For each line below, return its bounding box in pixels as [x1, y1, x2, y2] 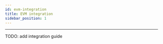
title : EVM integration [5, 11, 53, 16]
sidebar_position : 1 [5, 16, 47, 21]
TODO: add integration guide [5, 33, 63, 39]
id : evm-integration [5, 7, 47, 12]
